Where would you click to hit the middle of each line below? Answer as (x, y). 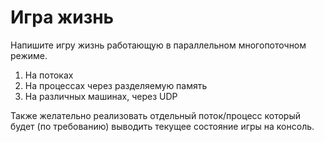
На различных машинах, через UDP (101, 96)
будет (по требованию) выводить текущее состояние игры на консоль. (162, 126)
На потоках (49, 75)
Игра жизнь (62, 17)
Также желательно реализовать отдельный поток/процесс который (156, 115)
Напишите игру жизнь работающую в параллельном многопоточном (158, 45)
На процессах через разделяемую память (116, 85)
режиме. (29, 55)
